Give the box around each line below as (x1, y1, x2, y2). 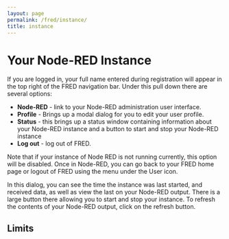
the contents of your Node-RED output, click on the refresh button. (7, 203, 196, 211)
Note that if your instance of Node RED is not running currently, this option (7, 152, 217, 161)
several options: (7, 90, 53, 98)
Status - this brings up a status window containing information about (16, 117, 213, 126)
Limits (7, 223, 34, 234)
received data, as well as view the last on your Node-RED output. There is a (7, 188, 221, 196)
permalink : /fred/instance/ (7, 16, 88, 23)
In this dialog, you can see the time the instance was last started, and (7, 181, 202, 189)
